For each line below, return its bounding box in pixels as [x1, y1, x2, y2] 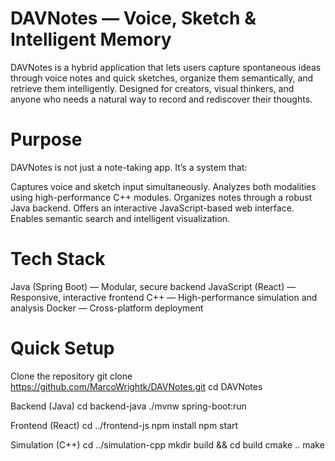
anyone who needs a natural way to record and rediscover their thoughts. [10, 93, 313, 105]
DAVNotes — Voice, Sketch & [10, 7, 257, 30]
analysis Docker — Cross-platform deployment [10, 302, 204, 314]
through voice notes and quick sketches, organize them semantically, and [10, 72, 314, 84]
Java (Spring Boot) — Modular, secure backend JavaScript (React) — [10, 280, 297, 292]
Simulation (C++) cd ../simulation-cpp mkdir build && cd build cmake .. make [10, 438, 325, 451]
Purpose [10, 128, 83, 151]
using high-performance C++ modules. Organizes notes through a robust [10, 191, 313, 203]
